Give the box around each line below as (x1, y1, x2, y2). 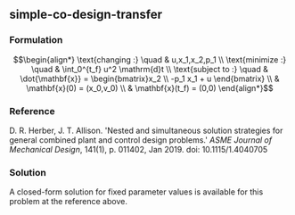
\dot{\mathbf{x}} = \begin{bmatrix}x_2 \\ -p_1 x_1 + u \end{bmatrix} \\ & (20, 73, 280, 84)
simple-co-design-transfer (9, 7, 163, 22)
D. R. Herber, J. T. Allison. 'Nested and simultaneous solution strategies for (9, 125, 283, 136)
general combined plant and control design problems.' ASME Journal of (9, 134, 273, 145)
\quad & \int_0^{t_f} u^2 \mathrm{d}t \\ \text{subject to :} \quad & (30, 63, 269, 74)
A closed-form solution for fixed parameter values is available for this (9, 186, 264, 197)
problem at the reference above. (9, 196, 127, 207)
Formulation (9, 34, 63, 46)
